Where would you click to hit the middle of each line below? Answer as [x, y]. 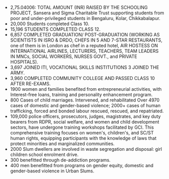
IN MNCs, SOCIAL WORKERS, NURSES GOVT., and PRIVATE [73, 56]
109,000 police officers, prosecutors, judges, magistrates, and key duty [86, 116]
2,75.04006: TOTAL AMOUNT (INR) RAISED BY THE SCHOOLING [79, 7]
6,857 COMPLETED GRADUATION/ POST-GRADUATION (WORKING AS [85, 35]
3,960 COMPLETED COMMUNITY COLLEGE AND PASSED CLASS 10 [82, 78]
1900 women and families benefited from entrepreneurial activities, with [86, 89]
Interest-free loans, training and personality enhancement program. [81, 95]
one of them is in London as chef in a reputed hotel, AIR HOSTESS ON [84, 45]
